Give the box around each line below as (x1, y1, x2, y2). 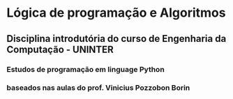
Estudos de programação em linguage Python (6, 64, 165, 74)
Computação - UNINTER (6, 43, 114, 55)
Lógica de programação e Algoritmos (6, 5, 226, 21)
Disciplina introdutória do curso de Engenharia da (6, 33, 227, 45)
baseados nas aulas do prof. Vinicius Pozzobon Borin (6, 83, 190, 93)
